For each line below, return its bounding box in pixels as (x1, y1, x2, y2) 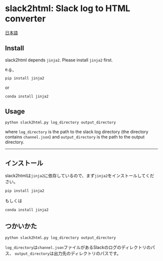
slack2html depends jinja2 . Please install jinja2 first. (5, 57, 113, 63)
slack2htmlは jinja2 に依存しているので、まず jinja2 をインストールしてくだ (5, 173, 154, 178)
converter (5, 13, 46, 24)
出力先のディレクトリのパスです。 (53, 250, 121, 257)
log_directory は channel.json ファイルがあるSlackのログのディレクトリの (5, 245, 151, 250)
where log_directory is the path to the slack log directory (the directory (5, 129, 149, 135)
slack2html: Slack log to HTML (5, 3, 130, 14)
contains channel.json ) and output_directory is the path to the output (5, 134, 145, 140)
